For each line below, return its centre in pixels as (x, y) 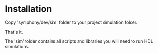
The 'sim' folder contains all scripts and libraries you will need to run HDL (79, 41)
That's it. (14, 32)
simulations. (17, 46)
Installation (28, 9)
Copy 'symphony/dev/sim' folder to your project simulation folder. (71, 22)
